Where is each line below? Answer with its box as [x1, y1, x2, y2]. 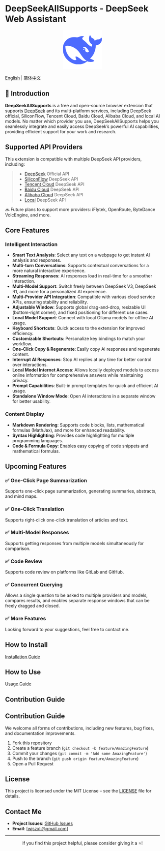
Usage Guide [5, 681, 32, 687]
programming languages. [12, 437, 63, 443]
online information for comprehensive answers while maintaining [12, 372, 143, 378]
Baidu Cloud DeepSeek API [24, 186, 80, 192]
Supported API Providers [5, 143, 82, 152]
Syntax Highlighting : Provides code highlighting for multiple [12, 432, 135, 438]
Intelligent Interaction [5, 241, 58, 247]
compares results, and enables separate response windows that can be [5, 598, 150, 604]
